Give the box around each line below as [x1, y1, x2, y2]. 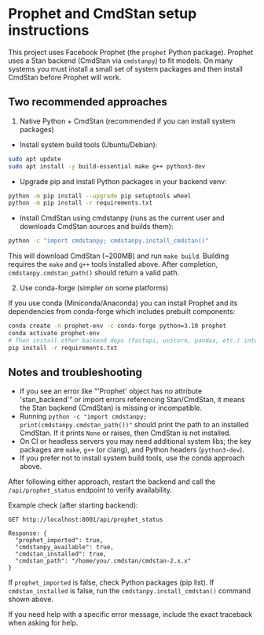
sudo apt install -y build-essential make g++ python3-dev [8, 162, 206, 170]
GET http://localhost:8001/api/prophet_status [8, 516, 163, 524]
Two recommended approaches [8, 95, 167, 109]
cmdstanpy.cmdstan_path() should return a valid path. [8, 268, 179, 278]
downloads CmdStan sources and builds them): [19, 222, 174, 231]
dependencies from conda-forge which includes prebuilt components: [8, 307, 236, 316]
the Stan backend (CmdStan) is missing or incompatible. [19, 403, 203, 413]
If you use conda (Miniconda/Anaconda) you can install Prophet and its [8, 298, 238, 308]
